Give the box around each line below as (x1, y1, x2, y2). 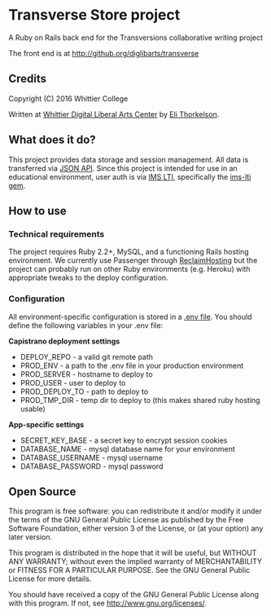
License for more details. (8, 574, 92, 583)
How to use (8, 203, 67, 217)
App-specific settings (8, 419, 85, 429)
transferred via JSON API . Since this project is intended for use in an (8, 163, 238, 173)
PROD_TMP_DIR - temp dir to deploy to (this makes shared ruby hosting (20, 395, 260, 404)
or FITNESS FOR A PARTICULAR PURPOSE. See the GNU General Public (8, 566, 251, 575)
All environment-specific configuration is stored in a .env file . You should (8, 312, 252, 321)
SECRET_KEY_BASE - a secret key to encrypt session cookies (20, 435, 228, 445)
